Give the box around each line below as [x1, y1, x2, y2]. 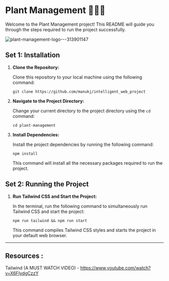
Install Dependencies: [12, 131, 59, 137]
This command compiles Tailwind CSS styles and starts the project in [12, 227, 156, 233]
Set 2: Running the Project [5, 180, 89, 188]
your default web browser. [12, 232, 67, 238]
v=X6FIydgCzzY [5, 270, 39, 276]
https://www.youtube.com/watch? [80, 265, 151, 271]
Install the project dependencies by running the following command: [12, 141, 154, 148]
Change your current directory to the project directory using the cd [12, 108, 151, 114]
